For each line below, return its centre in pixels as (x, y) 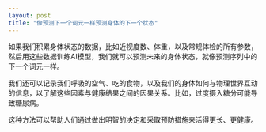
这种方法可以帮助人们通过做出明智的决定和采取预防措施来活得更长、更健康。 (133, 119)
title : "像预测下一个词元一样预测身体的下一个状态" (83, 23)
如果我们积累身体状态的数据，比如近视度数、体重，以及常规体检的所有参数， (133, 46)
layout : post (30, 15)
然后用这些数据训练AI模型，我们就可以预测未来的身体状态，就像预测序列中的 (133, 56)
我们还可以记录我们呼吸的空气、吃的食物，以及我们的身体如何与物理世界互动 (133, 83)
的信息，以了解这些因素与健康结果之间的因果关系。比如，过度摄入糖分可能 (129, 92)
